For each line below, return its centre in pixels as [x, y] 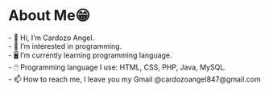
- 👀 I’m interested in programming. [65, 46]
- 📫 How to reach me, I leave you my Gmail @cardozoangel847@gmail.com [134, 79]
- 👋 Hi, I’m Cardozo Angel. [52, 38]
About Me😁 [49, 16]
